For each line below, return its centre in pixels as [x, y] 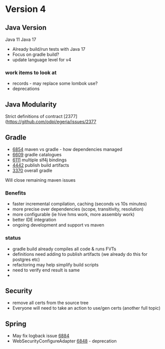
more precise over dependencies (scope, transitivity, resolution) [78, 209]
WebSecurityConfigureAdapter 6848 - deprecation [64, 341]
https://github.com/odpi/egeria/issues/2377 [51, 122]
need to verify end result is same [46, 270]
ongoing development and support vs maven [58, 225]
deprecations [26, 89]
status [13, 238]
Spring [16, 324]
